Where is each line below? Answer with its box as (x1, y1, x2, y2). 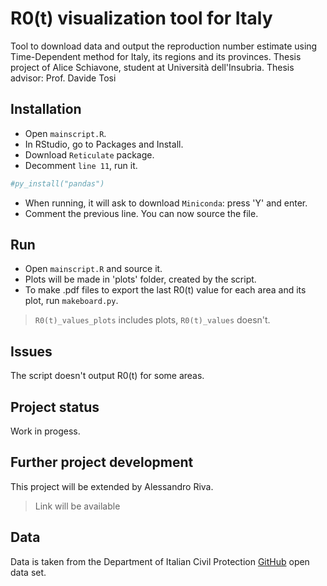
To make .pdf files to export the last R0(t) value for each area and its (24, 284, 307, 296)
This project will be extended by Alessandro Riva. (10, 480, 214, 492)
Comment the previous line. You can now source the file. (24, 207, 259, 219)
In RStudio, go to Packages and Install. (24, 138, 184, 150)
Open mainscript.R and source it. (24, 263, 163, 275)
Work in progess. (10, 425, 81, 437)
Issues (10, 343, 53, 360)
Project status (10, 398, 100, 416)
